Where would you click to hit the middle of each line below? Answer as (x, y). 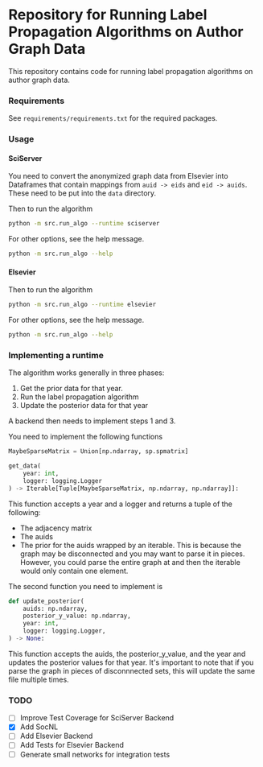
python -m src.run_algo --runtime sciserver (84, 224)
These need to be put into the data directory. (82, 193)
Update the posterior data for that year (84, 406)
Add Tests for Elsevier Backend (72, 745)
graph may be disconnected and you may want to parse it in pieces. (132, 554)
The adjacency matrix (56, 528)
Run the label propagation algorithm (79, 397)
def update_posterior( (46, 601)
